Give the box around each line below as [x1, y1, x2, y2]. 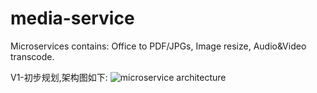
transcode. [10, 50, 55, 62]
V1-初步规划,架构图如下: [10, 71, 108, 83]
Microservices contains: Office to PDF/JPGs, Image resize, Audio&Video [10, 40, 307, 52]
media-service [10, 7, 135, 30]
